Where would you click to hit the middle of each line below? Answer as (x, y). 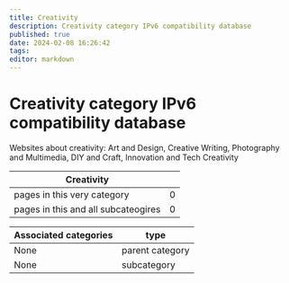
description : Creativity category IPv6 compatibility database (131, 26)
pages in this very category (72, 194)
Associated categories (63, 234)
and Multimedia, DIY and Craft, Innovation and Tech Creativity (124, 157)
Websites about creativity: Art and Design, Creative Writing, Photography (145, 147)
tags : (19, 51)
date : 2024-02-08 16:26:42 (60, 43)
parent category (155, 250)
